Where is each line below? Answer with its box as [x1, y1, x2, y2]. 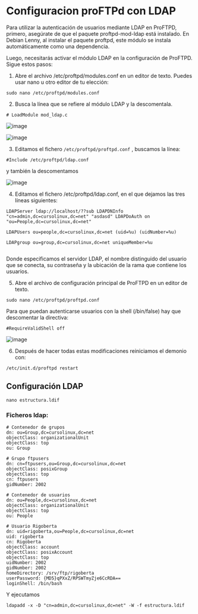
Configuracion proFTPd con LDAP [6, 4, 177, 18]
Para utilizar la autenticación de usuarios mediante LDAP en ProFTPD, [6, 24, 177, 31]
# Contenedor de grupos [6, 424, 65, 431]
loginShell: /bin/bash [6, 581, 62, 587]
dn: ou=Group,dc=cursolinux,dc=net [6, 430, 95, 436]
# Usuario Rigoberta [6, 524, 58, 530]
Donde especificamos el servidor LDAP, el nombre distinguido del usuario [6, 255, 187, 262]
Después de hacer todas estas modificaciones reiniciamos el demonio [14, 347, 187, 355]
